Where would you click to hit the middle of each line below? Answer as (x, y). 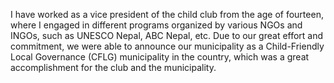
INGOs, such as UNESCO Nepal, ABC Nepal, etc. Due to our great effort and (167, 35)
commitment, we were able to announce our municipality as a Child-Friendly (167, 46)
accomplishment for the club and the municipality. (113, 67)
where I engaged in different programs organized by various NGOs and (156, 25)
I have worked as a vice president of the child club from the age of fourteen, (167, 14)
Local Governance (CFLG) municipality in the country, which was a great (160, 57)
